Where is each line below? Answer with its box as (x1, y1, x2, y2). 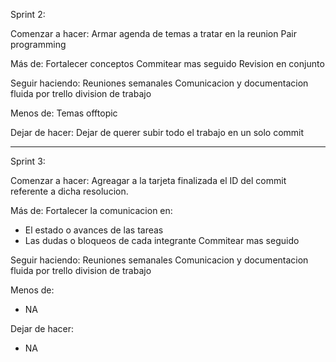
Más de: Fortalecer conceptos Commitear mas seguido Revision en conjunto (10, 58, 325, 69)
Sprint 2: (10, 9, 46, 20)
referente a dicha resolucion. (10, 185, 129, 197)
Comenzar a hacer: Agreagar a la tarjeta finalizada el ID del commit (10, 175, 287, 186)
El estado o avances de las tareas (24, 224, 164, 236)
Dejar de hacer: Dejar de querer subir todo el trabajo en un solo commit (10, 127, 305, 138)
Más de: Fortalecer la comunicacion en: (10, 205, 173, 216)
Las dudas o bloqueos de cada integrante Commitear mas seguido (24, 235, 300, 246)
